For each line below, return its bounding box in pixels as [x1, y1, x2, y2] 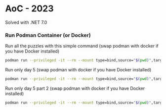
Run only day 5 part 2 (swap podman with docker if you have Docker [5, 85, 145, 91]
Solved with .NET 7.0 [5, 19, 47, 25]
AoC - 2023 [5, 3, 54, 14]
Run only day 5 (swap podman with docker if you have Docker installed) [5, 67, 152, 73]
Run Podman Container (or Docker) [5, 32, 91, 39]
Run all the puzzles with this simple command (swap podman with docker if [5, 43, 159, 49]
